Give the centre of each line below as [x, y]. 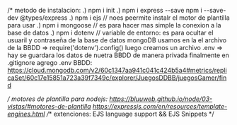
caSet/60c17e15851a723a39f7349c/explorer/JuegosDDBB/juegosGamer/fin [117, 78]
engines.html [26, 114]
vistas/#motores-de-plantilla [49, 106]
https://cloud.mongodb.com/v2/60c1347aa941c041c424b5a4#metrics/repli [117, 70]
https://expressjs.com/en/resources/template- [160, 106]
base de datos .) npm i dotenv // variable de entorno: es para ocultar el [110, 32]
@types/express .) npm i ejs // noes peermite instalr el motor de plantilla [125, 18]
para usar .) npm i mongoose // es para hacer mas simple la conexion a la [114, 25]
